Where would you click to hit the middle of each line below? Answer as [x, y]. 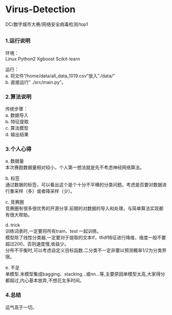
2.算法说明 [18, 97]
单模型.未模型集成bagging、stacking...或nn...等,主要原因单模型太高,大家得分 [85, 274]
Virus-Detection [40, 9]
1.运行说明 [18, 41]
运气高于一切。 [21, 307]
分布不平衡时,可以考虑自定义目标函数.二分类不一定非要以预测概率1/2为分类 [84, 250]
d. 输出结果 [17, 134]
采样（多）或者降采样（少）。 [45, 191]
